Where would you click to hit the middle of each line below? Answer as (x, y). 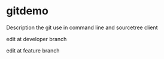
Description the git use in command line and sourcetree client (82, 27)
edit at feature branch (33, 50)
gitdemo (28, 11)
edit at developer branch (37, 39)
